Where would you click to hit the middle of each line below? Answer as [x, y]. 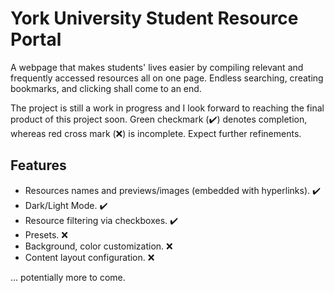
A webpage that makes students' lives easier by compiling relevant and [157, 67]
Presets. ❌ [46, 234]
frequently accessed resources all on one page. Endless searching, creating [167, 78]
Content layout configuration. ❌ [89, 257]
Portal [36, 39]
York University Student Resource [154, 18]
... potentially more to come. [68, 277]
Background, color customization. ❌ [98, 246]
